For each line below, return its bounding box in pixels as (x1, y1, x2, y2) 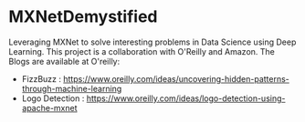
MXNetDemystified (8, 6, 158, 27)
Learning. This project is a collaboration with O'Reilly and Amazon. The (8, 46, 276, 56)
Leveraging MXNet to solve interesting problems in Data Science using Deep (8, 36, 297, 47)
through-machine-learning (21, 83, 122, 94)
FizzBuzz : (21, 73, 61, 84)
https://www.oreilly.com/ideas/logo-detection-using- (86, 93, 286, 104)
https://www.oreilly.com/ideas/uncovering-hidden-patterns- (62, 73, 289, 84)
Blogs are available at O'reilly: (8, 56, 121, 66)
